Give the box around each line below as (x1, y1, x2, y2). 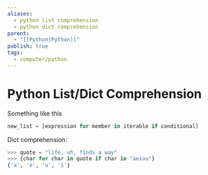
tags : (7, 50, 23, 57)
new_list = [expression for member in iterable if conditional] (7, 122, 199, 129)
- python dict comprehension (13, 23, 99, 30)
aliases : (7, 10, 33, 17)
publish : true (7, 43, 49, 50)
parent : (7, 29, 30, 37)
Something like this (7, 109, 62, 118)
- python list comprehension (13, 17, 99, 24)
